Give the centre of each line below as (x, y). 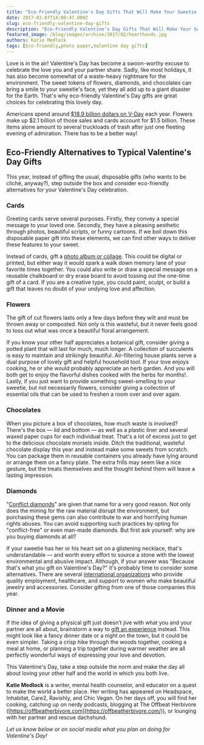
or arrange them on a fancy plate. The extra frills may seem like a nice (94, 462)
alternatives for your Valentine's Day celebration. (67, 189)
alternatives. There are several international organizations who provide (95, 574)
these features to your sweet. (43, 244)
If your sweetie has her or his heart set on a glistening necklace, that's (94, 548)
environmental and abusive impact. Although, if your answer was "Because (100, 561)
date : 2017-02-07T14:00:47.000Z (47, 18)
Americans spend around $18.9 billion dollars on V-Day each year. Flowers (100, 114)
